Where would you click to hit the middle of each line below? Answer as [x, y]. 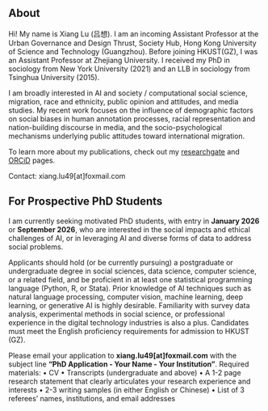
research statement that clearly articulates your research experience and [130, 381]
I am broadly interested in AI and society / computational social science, [128, 93]
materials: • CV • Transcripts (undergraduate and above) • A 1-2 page [125, 372]
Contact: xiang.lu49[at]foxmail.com [67, 176]
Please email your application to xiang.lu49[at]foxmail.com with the [122, 355]
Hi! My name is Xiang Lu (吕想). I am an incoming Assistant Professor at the [134, 34]
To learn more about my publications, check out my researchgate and [124, 151]
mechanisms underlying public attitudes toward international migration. [127, 136]
